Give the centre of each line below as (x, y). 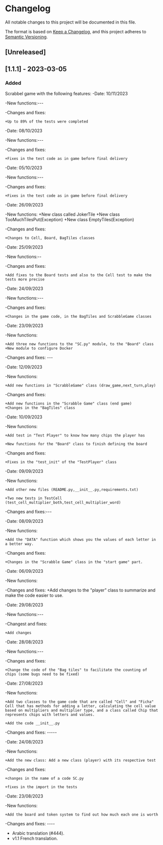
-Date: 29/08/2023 (24, 605)
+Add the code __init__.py (32, 723)
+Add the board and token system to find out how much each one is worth (82, 815)
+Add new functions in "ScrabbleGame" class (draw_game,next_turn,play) (81, 385)
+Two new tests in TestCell (34, 498)
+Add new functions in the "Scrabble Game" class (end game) (69, 404)
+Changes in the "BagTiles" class (40, 408)
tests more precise (25, 280)
